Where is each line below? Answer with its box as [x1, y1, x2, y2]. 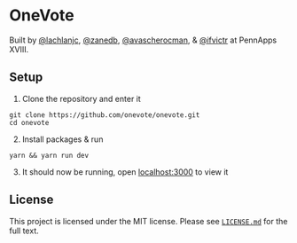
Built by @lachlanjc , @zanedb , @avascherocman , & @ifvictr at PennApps [9, 35, 277, 45]
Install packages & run [21, 134, 104, 145]
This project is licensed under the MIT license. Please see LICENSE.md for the [9, 216, 288, 226]
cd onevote [9, 118, 50, 127]
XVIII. [9, 43, 29, 54]
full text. [9, 225, 39, 236]
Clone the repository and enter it [21, 93, 142, 104]
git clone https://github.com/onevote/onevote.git [9, 110, 200, 120]
